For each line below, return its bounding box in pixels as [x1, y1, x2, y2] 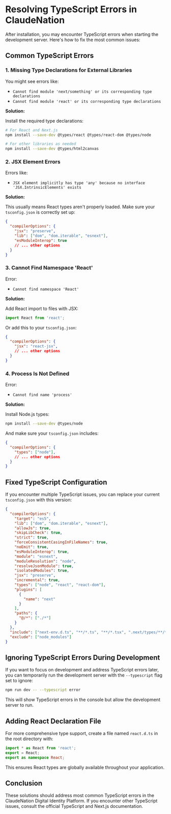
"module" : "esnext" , [14, 554, 58, 559]
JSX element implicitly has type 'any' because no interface [12, 181, 146, 186]
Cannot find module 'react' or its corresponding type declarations [12, 99, 161, 104]
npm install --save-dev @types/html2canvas [5, 146, 99, 151]
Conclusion [5, 779, 43, 788]
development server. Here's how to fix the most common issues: [5, 37, 140, 43]
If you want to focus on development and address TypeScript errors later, [5, 667, 159, 673]
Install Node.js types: [5, 411, 49, 417]
